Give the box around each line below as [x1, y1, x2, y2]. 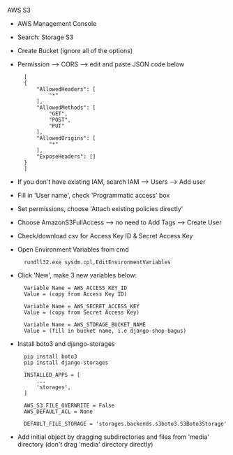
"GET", [48, 110, 68, 117]
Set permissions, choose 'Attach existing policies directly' [17, 205, 183, 212]
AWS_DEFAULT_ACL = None [24, 408, 93, 415]
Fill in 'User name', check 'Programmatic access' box [17, 192, 170, 199]
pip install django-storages [24, 359, 109, 366]
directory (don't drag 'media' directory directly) [17, 440, 153, 448]
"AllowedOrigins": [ [36, 135, 96, 142]
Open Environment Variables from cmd [17, 245, 129, 254]
